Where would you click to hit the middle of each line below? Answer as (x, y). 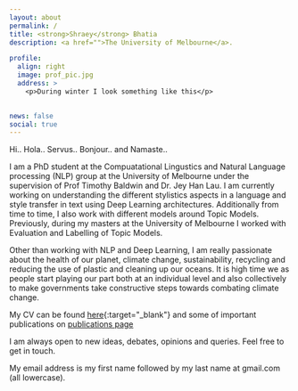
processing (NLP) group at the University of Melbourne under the (129, 176)
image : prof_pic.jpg (55, 75)
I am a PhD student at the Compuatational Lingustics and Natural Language (147, 167)
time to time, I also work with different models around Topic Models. (134, 214)
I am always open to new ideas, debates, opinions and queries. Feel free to (147, 342)
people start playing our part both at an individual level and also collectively (148, 279)
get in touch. (33, 351)
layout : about (36, 17)
